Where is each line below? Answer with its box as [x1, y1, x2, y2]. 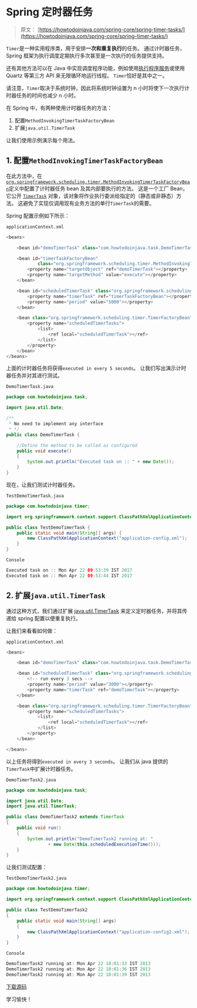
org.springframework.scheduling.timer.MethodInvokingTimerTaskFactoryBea [6, 179, 191, 185]
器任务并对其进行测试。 [6, 372, 63, 379]
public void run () [16, 825, 62, 831]
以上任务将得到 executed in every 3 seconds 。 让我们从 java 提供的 [6, 758, 168, 765]
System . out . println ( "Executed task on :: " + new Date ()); [27, 459, 175, 465]
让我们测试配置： [6, 864, 47, 871]
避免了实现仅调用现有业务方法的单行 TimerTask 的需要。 [22, 200, 155, 207]
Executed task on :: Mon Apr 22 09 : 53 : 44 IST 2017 [6, 572, 133, 579]
